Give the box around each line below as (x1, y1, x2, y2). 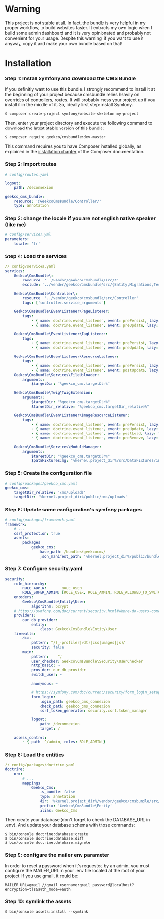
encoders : (14, 595, 34, 600)
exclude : (22, 282, 41, 287)
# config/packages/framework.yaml (5, 517, 76, 522)
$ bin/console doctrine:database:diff (5, 836, 84, 841)
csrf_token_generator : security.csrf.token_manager (40, 708, 147, 713)
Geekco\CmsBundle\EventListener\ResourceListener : (14, 354, 119, 359)
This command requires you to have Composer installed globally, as (5, 143, 142, 149)
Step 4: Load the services (5, 253, 67, 259)
